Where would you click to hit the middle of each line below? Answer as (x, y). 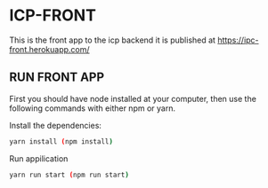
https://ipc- (239, 40)
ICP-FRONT (53, 16)
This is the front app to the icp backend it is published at (113, 40)
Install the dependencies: (56, 125)
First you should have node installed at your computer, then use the (133, 98)
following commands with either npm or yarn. (93, 108)
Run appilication (39, 158)
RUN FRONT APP (57, 78)
